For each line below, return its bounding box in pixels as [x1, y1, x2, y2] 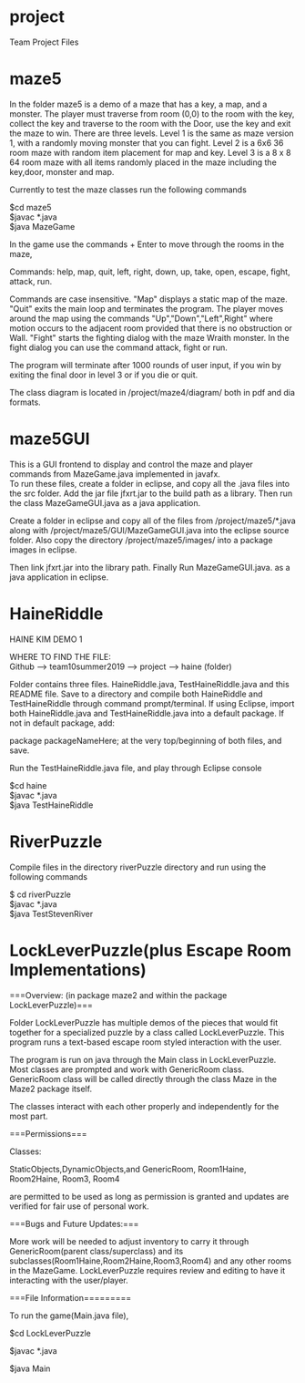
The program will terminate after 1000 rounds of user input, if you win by [9, 359, 282, 370]
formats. [9, 397, 41, 408]
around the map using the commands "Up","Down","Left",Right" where [9, 313, 273, 324]
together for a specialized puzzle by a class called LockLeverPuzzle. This [9, 1027, 285, 1037]
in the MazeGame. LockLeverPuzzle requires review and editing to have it [9, 1264, 286, 1275]
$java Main [9, 1363, 51, 1374]
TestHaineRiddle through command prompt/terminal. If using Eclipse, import [9, 697, 295, 708]
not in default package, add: [9, 717, 116, 728]
